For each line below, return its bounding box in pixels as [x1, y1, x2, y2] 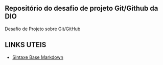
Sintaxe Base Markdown [12, 54, 63, 60]
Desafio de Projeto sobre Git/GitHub [5, 26, 81, 32]
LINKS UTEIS [5, 40, 46, 49]
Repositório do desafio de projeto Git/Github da [5, 4, 158, 13]
